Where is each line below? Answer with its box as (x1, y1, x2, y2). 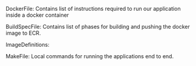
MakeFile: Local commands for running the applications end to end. (5, 53, 174, 59)
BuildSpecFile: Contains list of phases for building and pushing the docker (5, 23, 190, 30)
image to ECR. (5, 29, 41, 37)
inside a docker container (5, 11, 69, 19)
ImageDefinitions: (5, 41, 50, 48)
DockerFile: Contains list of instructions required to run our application (5, 5, 181, 12)
